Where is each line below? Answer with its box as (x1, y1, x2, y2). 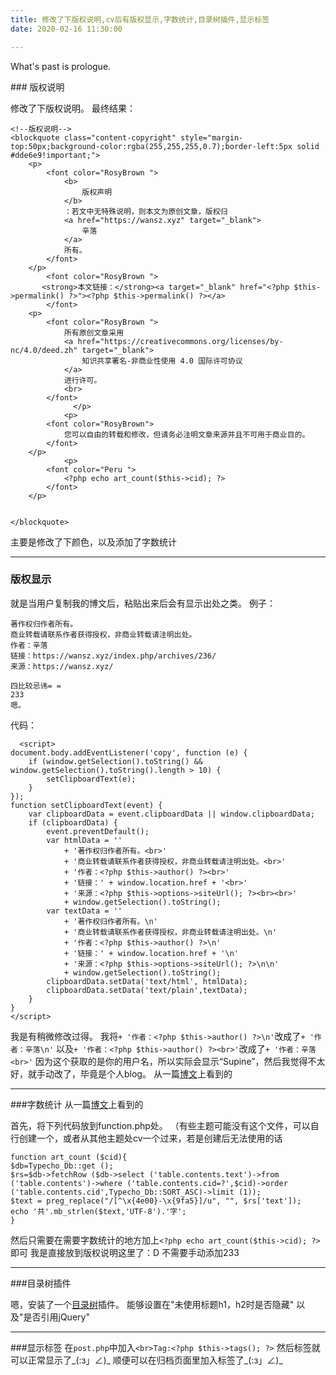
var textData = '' (46, 906, 123, 916)
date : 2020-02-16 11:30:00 (10, 24, 123, 34)
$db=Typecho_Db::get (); (10, 1161, 114, 1171)
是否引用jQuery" (23, 1311, 90, 1323)
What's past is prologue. (10, 60, 112, 72)
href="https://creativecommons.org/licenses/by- (77, 336, 284, 346)
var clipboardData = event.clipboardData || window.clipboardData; (28, 809, 315, 819)
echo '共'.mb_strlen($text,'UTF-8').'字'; (10, 1206, 187, 1216)
